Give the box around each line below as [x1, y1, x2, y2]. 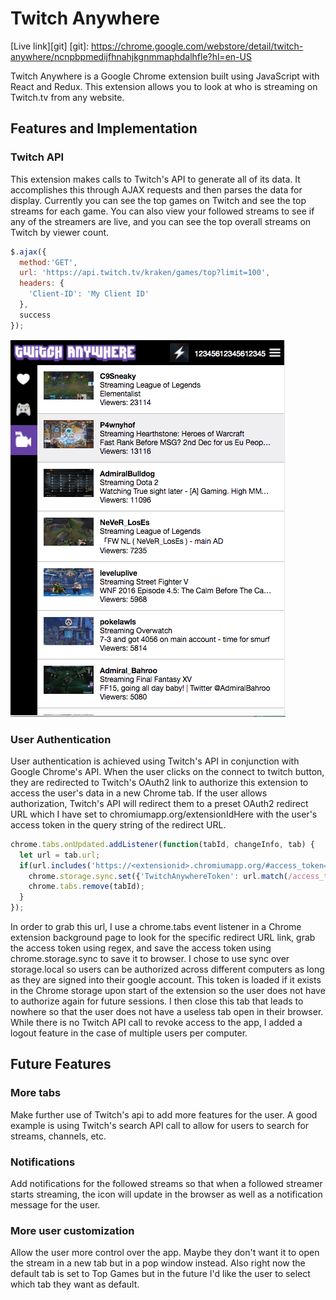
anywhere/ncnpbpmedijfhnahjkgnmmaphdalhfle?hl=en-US [10, 50, 252, 62]
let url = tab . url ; [19, 850, 101, 860]
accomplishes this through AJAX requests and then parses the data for [10, 183, 303, 196]
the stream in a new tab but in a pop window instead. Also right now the [10, 1257, 306, 1269]
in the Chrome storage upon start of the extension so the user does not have [10, 985, 326, 997]
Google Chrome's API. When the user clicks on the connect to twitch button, [10, 765, 325, 777]
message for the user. [10, 1199, 101, 1211]
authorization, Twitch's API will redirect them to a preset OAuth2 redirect [10, 797, 309, 809]
